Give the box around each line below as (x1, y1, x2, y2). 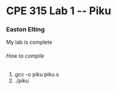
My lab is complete (6, 38, 53, 46)
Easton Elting (6, 25, 45, 34)
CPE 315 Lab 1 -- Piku (6, 4, 111, 18)
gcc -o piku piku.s (14, 70, 59, 78)
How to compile (6, 52, 44, 60)
